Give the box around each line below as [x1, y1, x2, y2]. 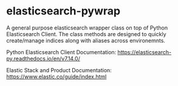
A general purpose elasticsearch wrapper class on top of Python [6, 24, 168, 31]
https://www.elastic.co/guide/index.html [6, 73, 107, 80]
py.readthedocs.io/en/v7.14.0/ [6, 55, 80, 62]
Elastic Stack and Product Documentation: [6, 66, 112, 73]
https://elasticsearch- [117, 48, 172, 55]
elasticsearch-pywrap [6, 4, 120, 18]
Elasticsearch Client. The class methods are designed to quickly [6, 30, 166, 37]
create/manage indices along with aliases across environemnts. [6, 37, 166, 44]
